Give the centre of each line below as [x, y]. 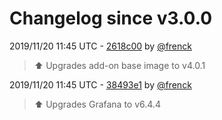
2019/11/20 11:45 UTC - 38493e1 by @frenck [100, 84]
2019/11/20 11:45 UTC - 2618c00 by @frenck [100, 46]
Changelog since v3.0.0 [111, 18]
